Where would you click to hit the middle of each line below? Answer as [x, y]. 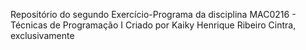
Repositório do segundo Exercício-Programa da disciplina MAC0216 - [153, 14]
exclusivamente [42, 35]
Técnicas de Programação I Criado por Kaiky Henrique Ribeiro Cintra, [153, 25]
